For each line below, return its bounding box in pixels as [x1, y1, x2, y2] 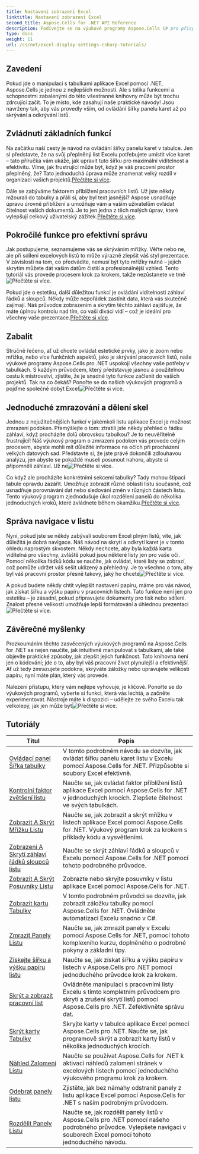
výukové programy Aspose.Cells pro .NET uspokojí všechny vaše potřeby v [6, 360, 190, 367]
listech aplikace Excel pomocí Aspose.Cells [63, 819, 183, 827]
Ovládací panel [9, 754, 51, 763]
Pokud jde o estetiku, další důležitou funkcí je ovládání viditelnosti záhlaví [6, 289, 185, 296]
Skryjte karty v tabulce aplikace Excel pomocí [63, 1020, 190, 1028]
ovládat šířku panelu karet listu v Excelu [63, 754, 173, 763]
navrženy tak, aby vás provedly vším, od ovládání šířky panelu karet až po [6, 105, 187, 112]
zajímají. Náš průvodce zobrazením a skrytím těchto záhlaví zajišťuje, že [6, 302, 182, 309]
